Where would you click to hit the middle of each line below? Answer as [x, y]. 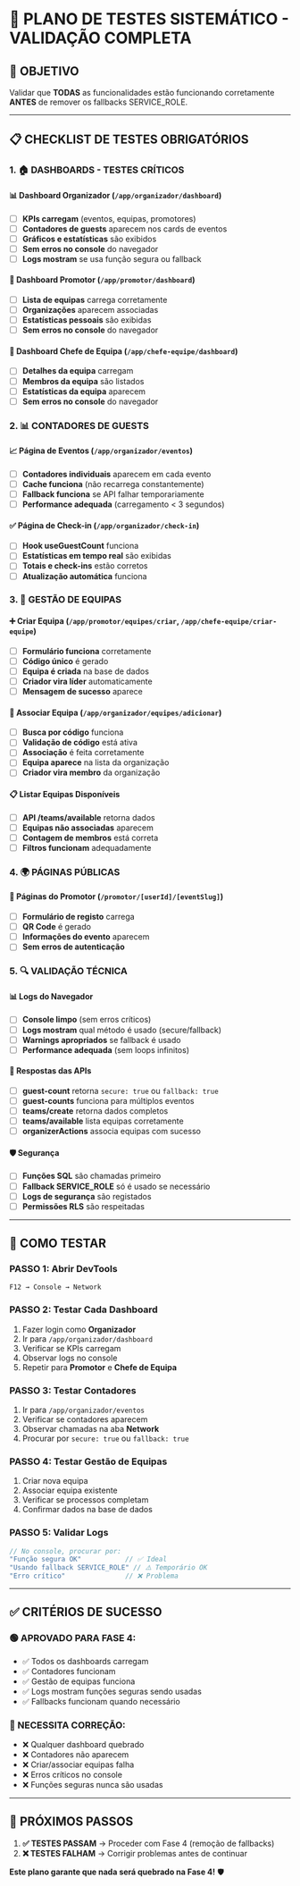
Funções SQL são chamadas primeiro [92, 1176]
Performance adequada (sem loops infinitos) [106, 1049]
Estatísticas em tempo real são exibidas [96, 556]
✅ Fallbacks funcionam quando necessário [101, 1701]
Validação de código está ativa [80, 743]
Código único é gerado [65, 661]
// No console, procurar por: [66, 1551]
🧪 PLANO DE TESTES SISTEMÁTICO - [149, 19]
